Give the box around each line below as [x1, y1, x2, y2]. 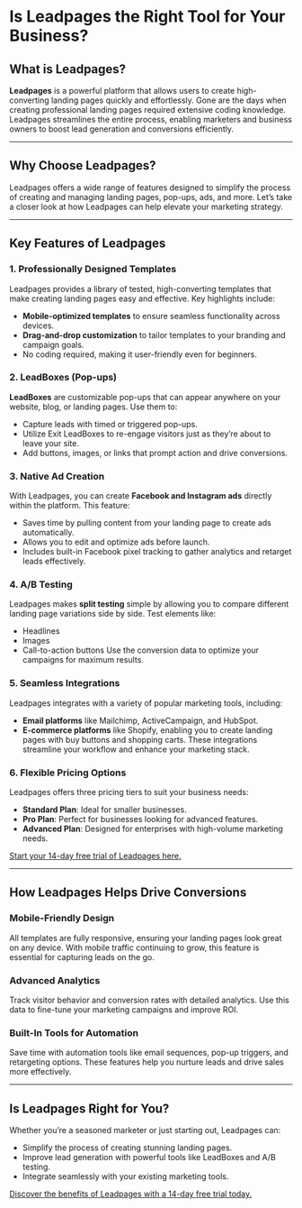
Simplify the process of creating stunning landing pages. [22, 1142, 233, 1153]
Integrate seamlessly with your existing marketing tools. [22, 1171, 229, 1182]
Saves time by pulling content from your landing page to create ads [22, 517, 271, 528]
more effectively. [9, 1066, 72, 1077]
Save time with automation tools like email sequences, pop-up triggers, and [9, 1048, 289, 1058]
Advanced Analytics [9, 974, 101, 986]
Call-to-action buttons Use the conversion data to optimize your [22, 645, 259, 655]
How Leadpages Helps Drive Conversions [9, 885, 247, 901]
